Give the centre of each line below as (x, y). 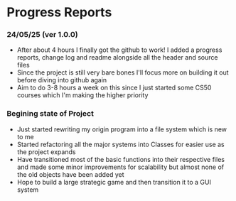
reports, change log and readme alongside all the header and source (117, 58)
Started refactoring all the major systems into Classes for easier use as (120, 144)
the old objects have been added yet (71, 174)
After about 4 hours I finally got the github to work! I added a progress (119, 50)
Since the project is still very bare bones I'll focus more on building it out (123, 72)
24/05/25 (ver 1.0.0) (43, 35)
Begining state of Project (50, 114)
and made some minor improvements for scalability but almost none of (120, 167)
